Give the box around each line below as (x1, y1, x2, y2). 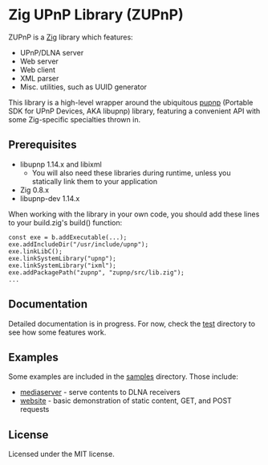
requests (19, 405, 50, 414)
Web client (19, 64, 56, 74)
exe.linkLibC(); (8, 247, 63, 255)
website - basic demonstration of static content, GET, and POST (19, 396, 233, 405)
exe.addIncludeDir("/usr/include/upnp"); (8, 240, 149, 249)
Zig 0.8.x (19, 185, 50, 195)
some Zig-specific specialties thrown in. (8, 114, 141, 124)
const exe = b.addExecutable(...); (8, 233, 128, 241)
